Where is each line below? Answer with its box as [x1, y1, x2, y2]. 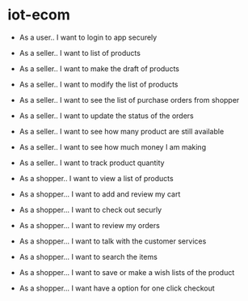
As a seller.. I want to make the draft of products [19, 63, 179, 74]
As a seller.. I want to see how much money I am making [19, 142, 207, 151]
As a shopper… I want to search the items [19, 252, 158, 261]
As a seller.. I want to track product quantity [19, 158, 165, 167]
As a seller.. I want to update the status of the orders [19, 111, 195, 121]
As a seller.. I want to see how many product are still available [19, 126, 225, 136]
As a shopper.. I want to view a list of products [19, 173, 174, 183]
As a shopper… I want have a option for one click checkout [19, 283, 215, 293]
